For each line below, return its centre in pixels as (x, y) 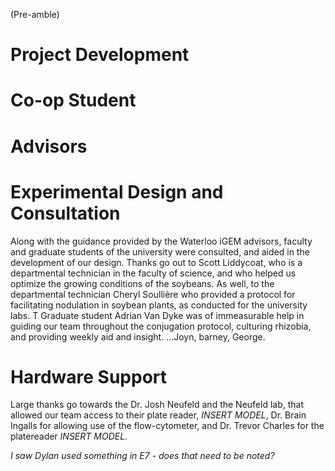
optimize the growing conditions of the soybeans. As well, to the (142, 283)
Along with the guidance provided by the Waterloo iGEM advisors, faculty (161, 241)
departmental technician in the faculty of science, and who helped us (153, 273)
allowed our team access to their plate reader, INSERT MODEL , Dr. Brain (158, 415)
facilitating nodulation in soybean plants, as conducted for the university (159, 305)
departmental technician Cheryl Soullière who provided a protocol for (153, 294)
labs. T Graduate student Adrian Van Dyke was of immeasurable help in (157, 315)
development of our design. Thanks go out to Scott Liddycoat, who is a (156, 262)
